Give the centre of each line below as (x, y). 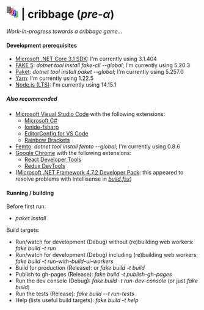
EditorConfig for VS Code (56, 134)
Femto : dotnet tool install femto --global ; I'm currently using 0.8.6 (97, 146)
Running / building (30, 193)
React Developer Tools (53, 160)
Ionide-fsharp (42, 127)
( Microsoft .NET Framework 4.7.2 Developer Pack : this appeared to (99, 173)
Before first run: (26, 206)
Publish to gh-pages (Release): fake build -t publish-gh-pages (93, 275)
